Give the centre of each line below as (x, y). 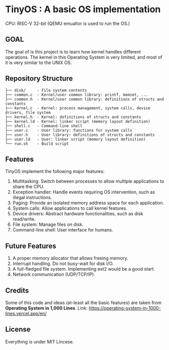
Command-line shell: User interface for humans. (63, 230)
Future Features (31, 246)
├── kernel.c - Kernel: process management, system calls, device (78, 108)
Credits (17, 290)
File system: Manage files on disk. (48, 224)
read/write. (24, 219)
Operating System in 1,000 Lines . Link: (46, 308)
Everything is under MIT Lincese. (40, 341)
